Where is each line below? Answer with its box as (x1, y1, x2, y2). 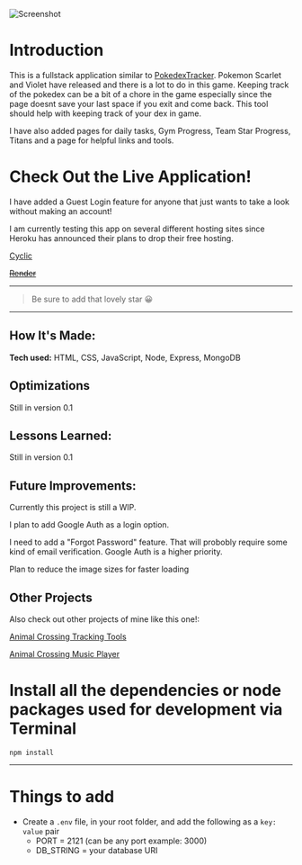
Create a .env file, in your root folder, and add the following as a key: (22, 815, 277, 827)
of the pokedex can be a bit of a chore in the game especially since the (9, 88, 272, 99)
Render (9, 267, 37, 278)
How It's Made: (9, 329, 96, 344)
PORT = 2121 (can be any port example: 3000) (35, 835, 208, 846)
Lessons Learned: (9, 428, 112, 443)
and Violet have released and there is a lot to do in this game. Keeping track (9, 79, 289, 90)
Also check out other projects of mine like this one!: (9, 613, 200, 625)
